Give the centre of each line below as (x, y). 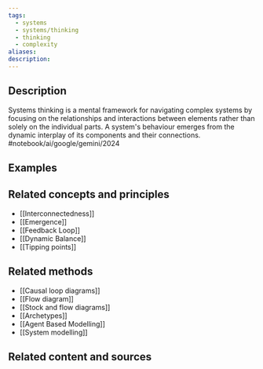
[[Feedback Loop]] (50, 230)
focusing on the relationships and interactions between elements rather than (131, 118)
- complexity (37, 45)
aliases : (22, 52)
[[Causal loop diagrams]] (60, 290)
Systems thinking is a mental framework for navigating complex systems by (130, 110)
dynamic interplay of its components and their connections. (104, 135)
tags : (17, 15)
